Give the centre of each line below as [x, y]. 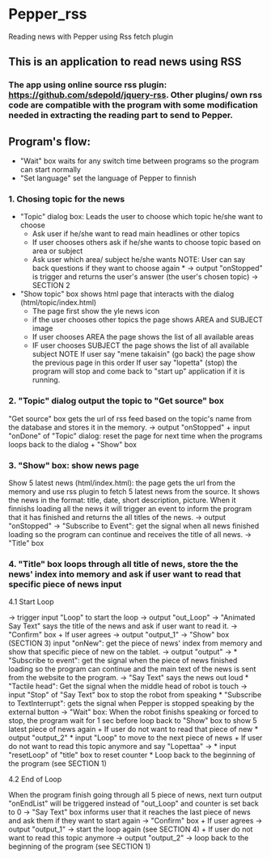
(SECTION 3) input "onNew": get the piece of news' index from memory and [135, 643]
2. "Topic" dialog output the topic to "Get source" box [116, 401]
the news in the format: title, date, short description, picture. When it [122, 500]
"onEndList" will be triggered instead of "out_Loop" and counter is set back [133, 804]
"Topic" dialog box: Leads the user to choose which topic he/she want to [141, 217]
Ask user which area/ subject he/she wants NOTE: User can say [139, 260]
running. [46, 380]
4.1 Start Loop [31, 602]
